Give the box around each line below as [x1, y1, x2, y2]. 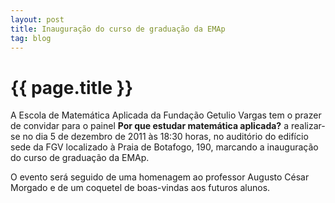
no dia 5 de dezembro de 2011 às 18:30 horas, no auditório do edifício [22, 131, 309, 143]
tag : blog [10, 33, 52, 43]
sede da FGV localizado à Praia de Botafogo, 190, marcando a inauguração [10, 141, 319, 153]
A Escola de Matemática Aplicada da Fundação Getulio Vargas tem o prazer [10, 109, 322, 121]
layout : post [10, 14, 65, 25]
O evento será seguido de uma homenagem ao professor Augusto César [10, 171, 310, 183]
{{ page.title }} [10, 76, 134, 99]
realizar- [290, 120, 326, 132]
